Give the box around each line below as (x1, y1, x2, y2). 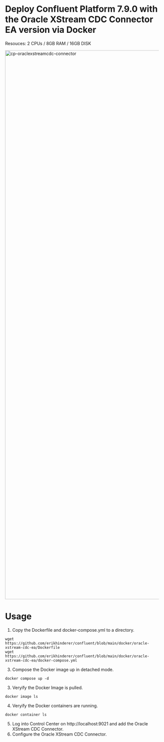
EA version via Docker (5, 25, 97, 35)
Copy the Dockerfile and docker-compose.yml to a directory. (12, 627, 135, 633)
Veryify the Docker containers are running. (12, 702, 98, 709)
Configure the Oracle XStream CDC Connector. (12, 731, 107, 737)
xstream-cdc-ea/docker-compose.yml (5, 658, 78, 663)
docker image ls (5, 694, 38, 699)
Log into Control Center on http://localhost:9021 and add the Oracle (12, 720, 148, 726)
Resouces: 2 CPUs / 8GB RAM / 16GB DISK (5, 40, 91, 46)
